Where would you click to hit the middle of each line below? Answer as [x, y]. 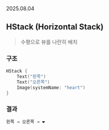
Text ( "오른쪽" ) [33, 82]
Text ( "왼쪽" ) [31, 76]
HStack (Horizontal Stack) [55, 27]
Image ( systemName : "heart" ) [51, 88]
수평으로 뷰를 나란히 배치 [49, 42]
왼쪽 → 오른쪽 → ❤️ [26, 122]
